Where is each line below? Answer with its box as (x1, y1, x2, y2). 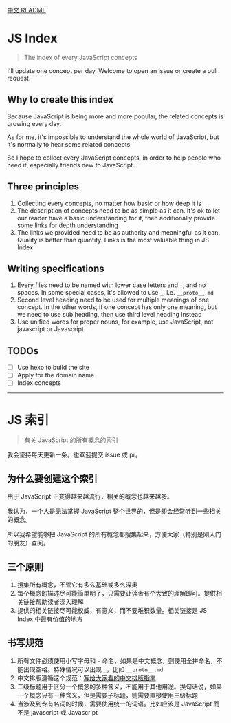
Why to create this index (7, 94, 114, 105)
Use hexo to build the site (16, 364, 89, 372)
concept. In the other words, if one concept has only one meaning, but (16, 303, 217, 311)
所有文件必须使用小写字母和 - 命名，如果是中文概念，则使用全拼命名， (16, 656, 217, 664)
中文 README (7, 6, 47, 14)
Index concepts (16, 379, 62, 387)
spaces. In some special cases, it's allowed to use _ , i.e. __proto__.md (16, 289, 214, 297)
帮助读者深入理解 (35, 598, 84, 606)
